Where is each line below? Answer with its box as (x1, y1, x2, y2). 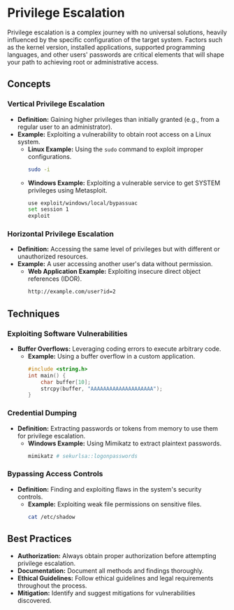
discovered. (17, 596, 52, 604)
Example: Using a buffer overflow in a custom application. (27, 352, 196, 360)
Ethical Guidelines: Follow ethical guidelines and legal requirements (17, 574, 214, 582)
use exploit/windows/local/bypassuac (27, 200, 138, 207)
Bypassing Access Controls (7, 469, 103, 479)
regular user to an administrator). (17, 123, 113, 131)
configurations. (27, 152, 72, 160)
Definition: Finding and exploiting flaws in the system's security (17, 485, 202, 493)
